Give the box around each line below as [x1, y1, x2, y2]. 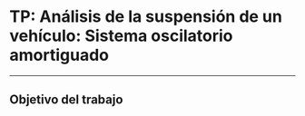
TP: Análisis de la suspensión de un [9, 6, 283, 27]
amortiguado [9, 45, 109, 65]
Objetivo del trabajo [9, 92, 123, 108]
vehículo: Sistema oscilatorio [9, 25, 233, 46]
